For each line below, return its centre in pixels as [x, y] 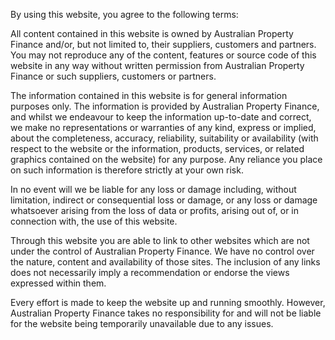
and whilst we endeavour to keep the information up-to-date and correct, [161, 117]
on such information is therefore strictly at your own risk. [127, 170]
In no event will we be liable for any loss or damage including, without [153, 189]
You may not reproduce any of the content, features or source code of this [163, 55]
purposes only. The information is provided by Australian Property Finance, [165, 106]
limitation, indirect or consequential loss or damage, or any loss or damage [164, 200]
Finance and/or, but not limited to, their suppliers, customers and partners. [163, 44]
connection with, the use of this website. [94, 221]
